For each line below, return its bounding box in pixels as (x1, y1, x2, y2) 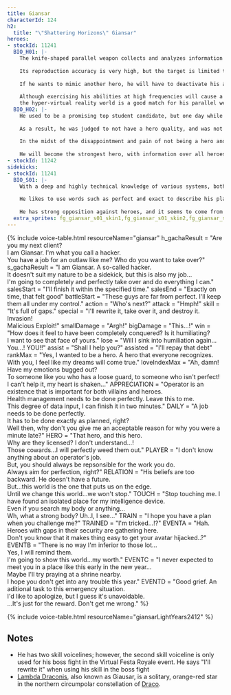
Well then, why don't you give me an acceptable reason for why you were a (7, 424, 221, 432)
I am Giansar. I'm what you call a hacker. (7, 248, 122, 257)
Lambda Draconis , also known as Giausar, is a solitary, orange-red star (16, 672, 218, 681)
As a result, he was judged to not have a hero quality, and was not (19, 125, 223, 132)
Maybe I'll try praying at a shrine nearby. (7, 570, 122, 578)
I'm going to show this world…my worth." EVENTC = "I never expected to (7, 555, 214, 564)
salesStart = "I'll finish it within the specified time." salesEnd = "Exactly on (7, 285, 217, 293)
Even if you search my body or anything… (7, 504, 125, 513)
